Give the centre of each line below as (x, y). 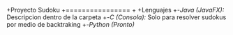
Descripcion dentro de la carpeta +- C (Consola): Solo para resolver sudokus (116, 17)
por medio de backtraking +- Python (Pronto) (71, 24)
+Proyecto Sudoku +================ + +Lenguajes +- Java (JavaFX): (115, 10)
